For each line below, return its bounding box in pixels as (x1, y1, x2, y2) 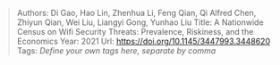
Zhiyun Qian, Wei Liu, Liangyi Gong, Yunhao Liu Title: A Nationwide (16, 17, 265, 28)
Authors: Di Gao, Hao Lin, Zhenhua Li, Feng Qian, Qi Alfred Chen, (16, 8, 257, 18)
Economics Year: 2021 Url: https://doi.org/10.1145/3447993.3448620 (16, 36, 270, 46)
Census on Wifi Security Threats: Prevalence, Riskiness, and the (16, 27, 254, 37)
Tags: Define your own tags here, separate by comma (16, 45, 216, 56)
